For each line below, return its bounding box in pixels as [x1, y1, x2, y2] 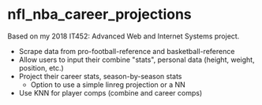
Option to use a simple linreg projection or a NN [30, 80, 186, 89]
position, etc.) [18, 63, 64, 72]
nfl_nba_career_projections [7, 5, 193, 24]
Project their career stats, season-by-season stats [18, 71, 182, 81]
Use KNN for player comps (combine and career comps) [18, 88, 203, 97]
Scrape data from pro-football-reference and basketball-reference [18, 46, 235, 56]
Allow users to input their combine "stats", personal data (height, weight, [18, 55, 255, 64]
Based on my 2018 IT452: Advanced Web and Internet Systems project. [7, 31, 240, 41]
